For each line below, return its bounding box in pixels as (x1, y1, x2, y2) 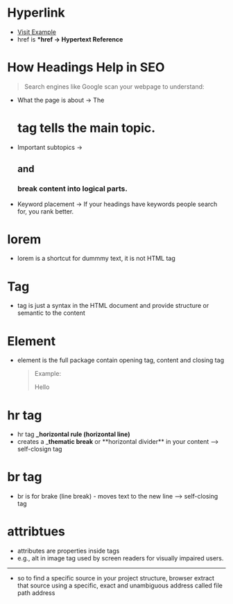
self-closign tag (17, 445, 62, 454)
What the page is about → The (17, 96, 105, 104)
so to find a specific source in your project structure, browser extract (17, 574, 215, 583)
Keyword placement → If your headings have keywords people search (17, 200, 218, 208)
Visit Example (17, 28, 57, 36)
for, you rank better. (17, 207, 74, 216)
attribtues (7, 524, 66, 540)
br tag (7, 469, 43, 485)
